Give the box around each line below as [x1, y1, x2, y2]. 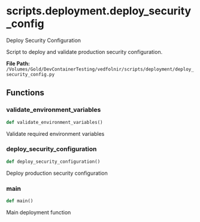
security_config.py [6, 71, 55, 77]
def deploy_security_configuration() [6, 159, 101, 165]
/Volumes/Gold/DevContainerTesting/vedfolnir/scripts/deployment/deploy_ [6, 66, 195, 72]
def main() [6, 197, 34, 204]
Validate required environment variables [6, 130, 105, 137]
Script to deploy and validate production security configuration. [6, 48, 163, 55]
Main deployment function [6, 208, 71, 216]
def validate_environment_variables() [6, 119, 103, 125]
